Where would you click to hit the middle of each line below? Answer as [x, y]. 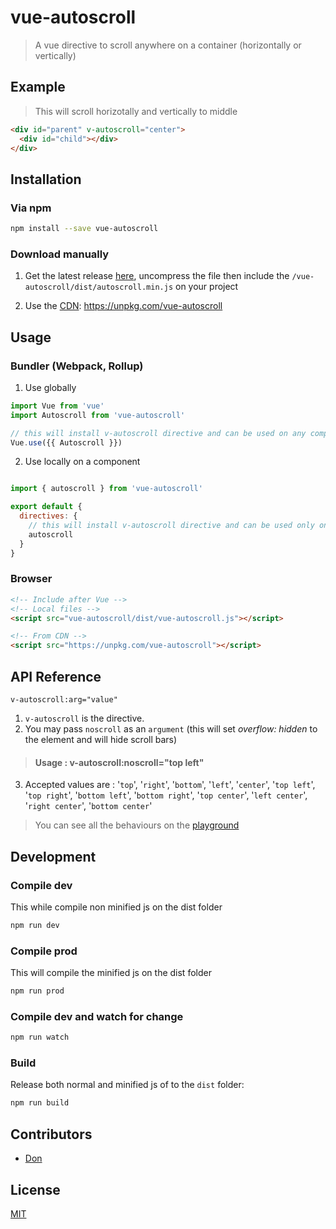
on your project [206, 287]
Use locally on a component [82, 462]
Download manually [60, 254]
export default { [46, 507]
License [35, 1189]
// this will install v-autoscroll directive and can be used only [171, 526]
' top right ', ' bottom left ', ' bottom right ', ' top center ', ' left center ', [166, 795]
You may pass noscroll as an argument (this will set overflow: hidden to [171, 729]
